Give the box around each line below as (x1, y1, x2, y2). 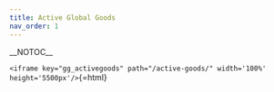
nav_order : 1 (9, 22, 59, 31)
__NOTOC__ (9, 46, 53, 57)
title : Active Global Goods (9, 13, 117, 23)
